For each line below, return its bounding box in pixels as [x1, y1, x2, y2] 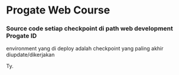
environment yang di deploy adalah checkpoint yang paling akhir [6, 45, 164, 52]
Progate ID [6, 32, 37, 40]
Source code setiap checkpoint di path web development [6, 25, 173, 33]
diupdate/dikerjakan [6, 51, 55, 59]
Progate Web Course [6, 4, 110, 17]
